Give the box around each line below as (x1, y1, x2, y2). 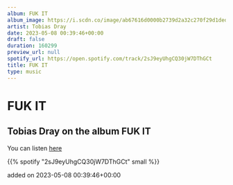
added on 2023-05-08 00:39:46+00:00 (7, 170, 121, 179)
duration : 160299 (7, 42, 58, 49)
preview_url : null (7, 49, 60, 56)
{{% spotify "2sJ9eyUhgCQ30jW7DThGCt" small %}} (7, 157, 160, 166)
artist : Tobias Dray (7, 23, 67, 30)
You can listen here (7, 143, 62, 152)
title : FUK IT (7, 62, 49, 69)
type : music (7, 68, 42, 75)
